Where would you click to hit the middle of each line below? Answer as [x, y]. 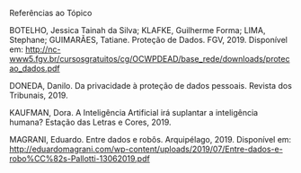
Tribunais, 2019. [39, 95]
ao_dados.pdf [35, 68]
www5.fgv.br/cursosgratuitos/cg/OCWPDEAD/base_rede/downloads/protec [150, 59]
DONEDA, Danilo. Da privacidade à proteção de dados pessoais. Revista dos [150, 86]
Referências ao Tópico [51, 13]
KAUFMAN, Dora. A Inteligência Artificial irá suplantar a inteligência [134, 112]
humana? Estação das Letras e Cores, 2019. [91, 122]
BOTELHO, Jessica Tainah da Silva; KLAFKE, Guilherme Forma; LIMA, [137, 30]
